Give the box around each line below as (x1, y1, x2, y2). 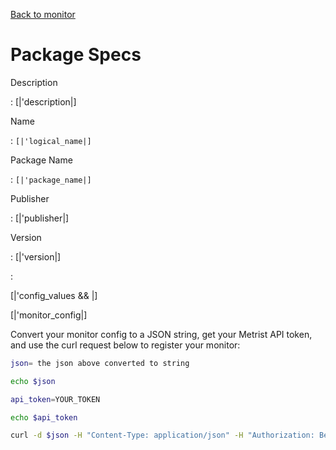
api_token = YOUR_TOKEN (10, 394, 101, 404)
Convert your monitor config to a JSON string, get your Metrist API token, (10, 328, 313, 340)
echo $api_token (10, 412, 78, 423)
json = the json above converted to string (10, 358, 190, 368)
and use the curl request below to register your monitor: (10, 339, 241, 351)
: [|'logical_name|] (10, 134, 92, 146)
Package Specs (10, 44, 142, 66)
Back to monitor (10, 9, 76, 20)
